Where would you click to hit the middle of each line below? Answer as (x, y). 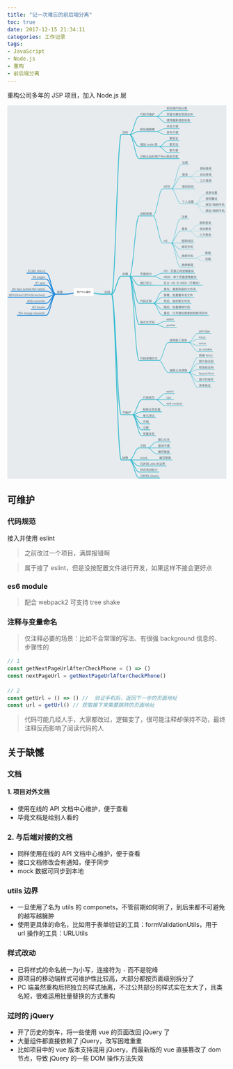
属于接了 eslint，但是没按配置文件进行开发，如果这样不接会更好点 (118, 567)
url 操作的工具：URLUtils (53, 933)
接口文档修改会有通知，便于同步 (63, 862)
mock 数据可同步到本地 (51, 871)
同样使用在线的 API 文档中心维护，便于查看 (79, 854)
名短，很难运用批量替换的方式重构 (66, 996)
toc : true (22, 22)
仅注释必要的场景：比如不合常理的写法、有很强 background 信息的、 (122, 638)
